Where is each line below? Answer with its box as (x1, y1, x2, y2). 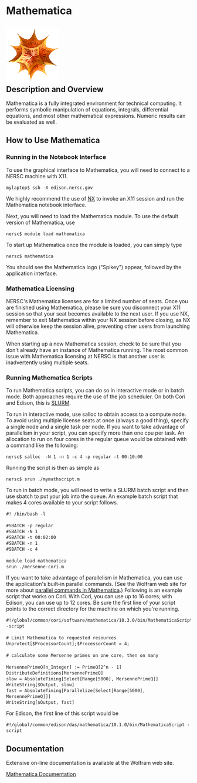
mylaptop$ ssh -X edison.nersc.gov (6, 185, 93, 191)
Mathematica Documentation (6, 771, 76, 778)
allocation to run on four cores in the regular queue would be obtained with (6, 436, 187, 443)
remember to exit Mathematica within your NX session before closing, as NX (6, 316, 191, 323)
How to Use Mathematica (6, 135, 100, 145)
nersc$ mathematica (6, 253, 54, 259)
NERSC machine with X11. (6, 172, 68, 179)
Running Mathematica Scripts (6, 374, 93, 382)
